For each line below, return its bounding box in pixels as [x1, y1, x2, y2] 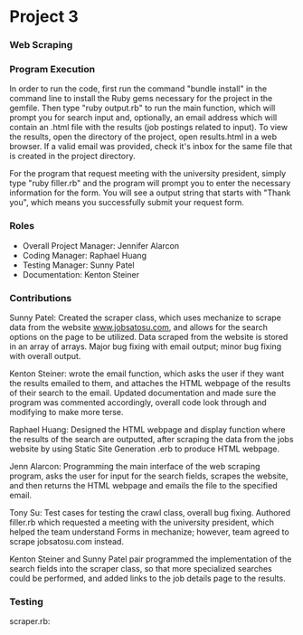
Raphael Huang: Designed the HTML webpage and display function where [9, 424, 286, 435]
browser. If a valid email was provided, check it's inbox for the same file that [9, 141, 293, 152]
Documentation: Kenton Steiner [22, 269, 140, 280]
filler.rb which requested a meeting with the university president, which [9, 517, 274, 527]
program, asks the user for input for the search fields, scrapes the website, [9, 470, 289, 481]
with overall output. [9, 351, 81, 361]
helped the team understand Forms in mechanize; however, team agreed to [9, 526, 289, 537]
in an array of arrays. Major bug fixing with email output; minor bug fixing [9, 341, 282, 352]
